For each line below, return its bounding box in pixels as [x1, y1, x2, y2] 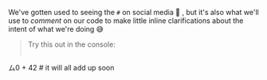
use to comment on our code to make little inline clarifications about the [8, 16, 244, 25]
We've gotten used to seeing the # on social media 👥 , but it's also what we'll [8, 8, 259, 17]
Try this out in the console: [27, 40, 116, 49]
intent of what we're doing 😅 [8, 25, 104, 33]
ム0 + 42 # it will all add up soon [8, 63, 115, 72]
